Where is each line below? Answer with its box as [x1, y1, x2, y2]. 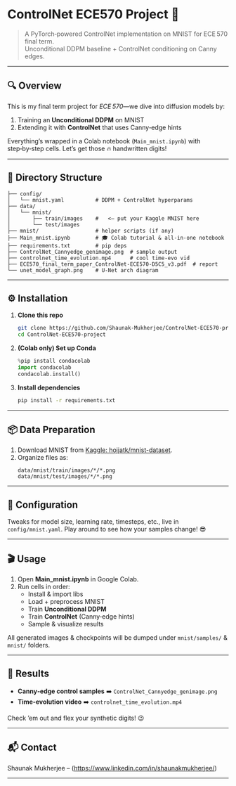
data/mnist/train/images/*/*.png [17, 467, 116, 474]
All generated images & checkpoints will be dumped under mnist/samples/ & [7, 633, 228, 642]
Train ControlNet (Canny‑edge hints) [27, 612, 135, 621]
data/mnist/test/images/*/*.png [17, 473, 112, 480]
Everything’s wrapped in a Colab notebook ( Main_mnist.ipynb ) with [7, 136, 201, 145]
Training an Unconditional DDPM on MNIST [17, 115, 145, 124]
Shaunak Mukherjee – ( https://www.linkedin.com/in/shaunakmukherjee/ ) [7, 764, 218, 772]
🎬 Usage [7, 553, 46, 565]
